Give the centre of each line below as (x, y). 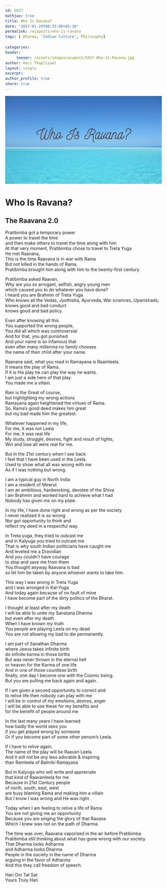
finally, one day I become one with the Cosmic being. (59, 675)
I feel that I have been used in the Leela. (46, 459)
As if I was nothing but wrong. (36, 470)
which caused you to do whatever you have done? (57, 290)
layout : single (21, 68)
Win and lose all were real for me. (39, 444)
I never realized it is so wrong (35, 516)
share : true (17, 84)
